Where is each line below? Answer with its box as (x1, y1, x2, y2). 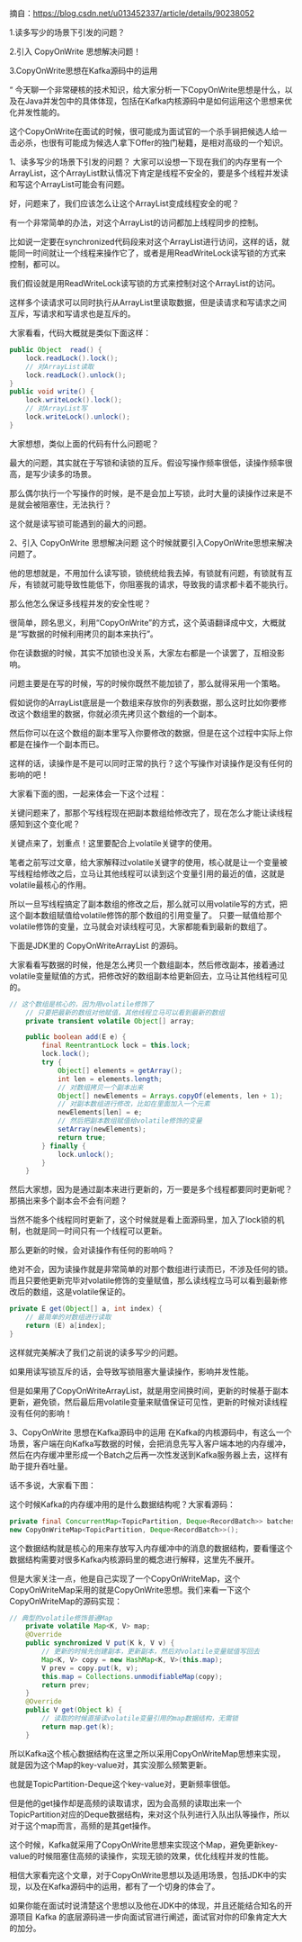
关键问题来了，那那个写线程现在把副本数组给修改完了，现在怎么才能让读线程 (9, 807, 293, 817)
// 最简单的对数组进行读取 (25, 1313, 111, 1322)
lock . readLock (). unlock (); (25, 370, 127, 380)
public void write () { (9, 387, 94, 396)
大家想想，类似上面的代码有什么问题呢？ (9, 438, 159, 448)
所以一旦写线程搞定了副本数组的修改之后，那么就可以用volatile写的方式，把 (9, 899, 288, 909)
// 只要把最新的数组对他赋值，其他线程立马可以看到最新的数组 (25, 1007, 226, 1017)
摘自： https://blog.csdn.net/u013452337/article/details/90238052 (9, 8, 254, 18)
